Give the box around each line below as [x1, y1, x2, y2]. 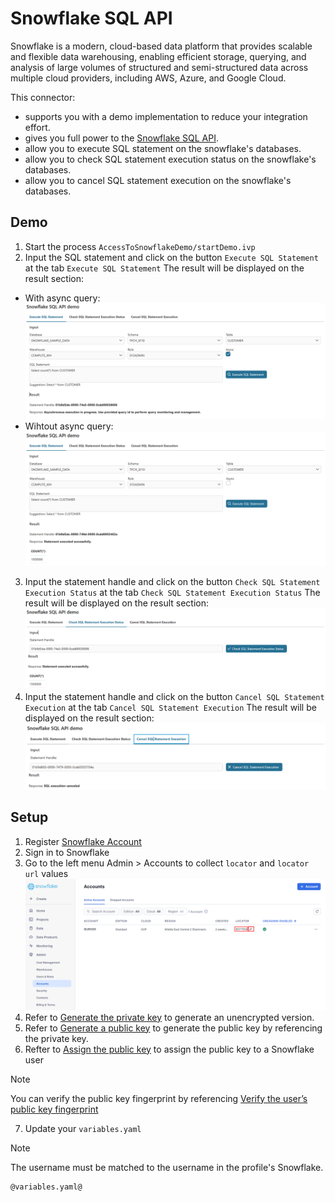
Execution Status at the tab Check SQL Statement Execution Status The [24, 587, 321, 599]
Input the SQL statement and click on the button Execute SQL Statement [24, 251, 319, 263]
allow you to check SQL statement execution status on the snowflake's [24, 153, 317, 165]
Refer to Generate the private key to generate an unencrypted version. [24, 1011, 315, 1023]
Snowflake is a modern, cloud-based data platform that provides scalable [10, 40, 313, 52]
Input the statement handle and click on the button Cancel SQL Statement [24, 690, 325, 702]
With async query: [24, 292, 101, 304]
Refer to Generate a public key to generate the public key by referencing [24, 1022, 323, 1034]
